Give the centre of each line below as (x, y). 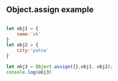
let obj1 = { (22, 28)
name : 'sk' (29, 34)
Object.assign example (50, 10)
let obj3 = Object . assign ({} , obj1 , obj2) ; (60, 67)
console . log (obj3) (29, 72)
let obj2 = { (22, 45)
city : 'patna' (33, 51)
